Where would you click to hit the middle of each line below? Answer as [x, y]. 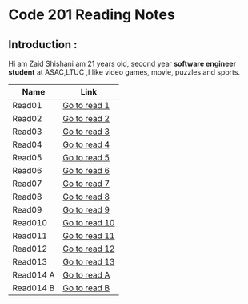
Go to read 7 [86, 184]
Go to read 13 [89, 262]
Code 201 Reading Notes [92, 15]
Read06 [27, 170]
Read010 [30, 223]
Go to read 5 [86, 158]
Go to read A [86, 275]
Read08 [27, 197]
